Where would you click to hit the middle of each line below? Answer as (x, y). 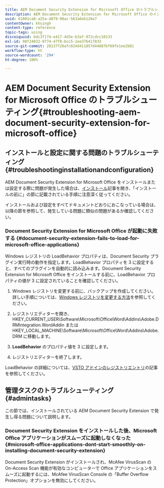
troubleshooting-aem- (94, 112)
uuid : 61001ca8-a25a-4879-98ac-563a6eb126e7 (51, 19)
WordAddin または (60, 325)
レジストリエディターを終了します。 (48, 357)
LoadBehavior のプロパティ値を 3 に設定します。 (61, 347)
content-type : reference (30, 28)
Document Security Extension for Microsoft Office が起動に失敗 (81, 231)
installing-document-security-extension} (55, 451)
